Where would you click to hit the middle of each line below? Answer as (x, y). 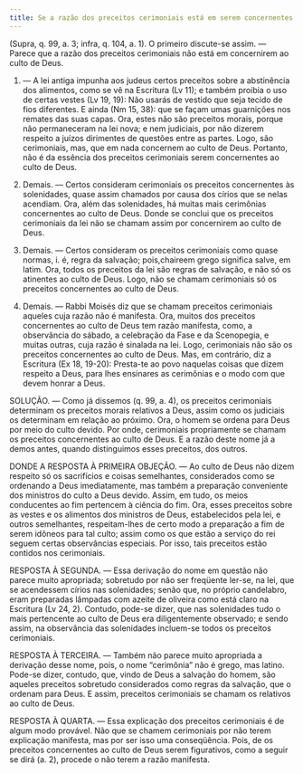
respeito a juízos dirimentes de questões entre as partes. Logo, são (148, 138)
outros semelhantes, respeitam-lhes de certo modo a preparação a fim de (147, 524)
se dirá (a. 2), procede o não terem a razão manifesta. (110, 759)
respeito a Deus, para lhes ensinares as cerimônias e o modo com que (153, 373)
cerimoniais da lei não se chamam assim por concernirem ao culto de (152, 223)
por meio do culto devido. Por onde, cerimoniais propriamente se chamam (148, 429)
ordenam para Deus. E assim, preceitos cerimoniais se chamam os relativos (150, 693)
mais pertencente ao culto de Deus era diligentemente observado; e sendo (149, 618)
